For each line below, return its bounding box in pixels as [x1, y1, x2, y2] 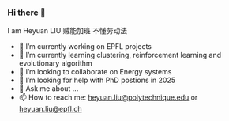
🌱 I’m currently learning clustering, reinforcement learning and [18, 51, 222, 60]
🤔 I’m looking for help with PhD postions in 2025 [18, 75, 176, 85]
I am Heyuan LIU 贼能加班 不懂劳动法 [7, 26, 128, 36]
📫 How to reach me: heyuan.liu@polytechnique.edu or [18, 93, 198, 102]
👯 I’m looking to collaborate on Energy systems [18, 67, 172, 77]
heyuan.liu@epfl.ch [18, 104, 82, 114]
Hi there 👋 [7, 7, 47, 18]
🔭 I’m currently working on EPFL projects [18, 42, 152, 51]
